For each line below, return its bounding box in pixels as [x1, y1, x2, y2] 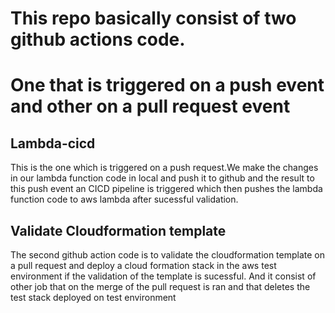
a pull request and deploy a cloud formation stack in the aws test [10, 260, 277, 271]
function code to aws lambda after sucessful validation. [10, 193, 239, 206]
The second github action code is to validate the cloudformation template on [10, 249, 326, 261]
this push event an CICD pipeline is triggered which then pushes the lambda [10, 183, 323, 195]
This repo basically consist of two [10, 7, 297, 30]
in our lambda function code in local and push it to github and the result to [10, 172, 315, 184]
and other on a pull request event [10, 95, 291, 118]
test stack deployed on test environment [10, 292, 177, 303]
